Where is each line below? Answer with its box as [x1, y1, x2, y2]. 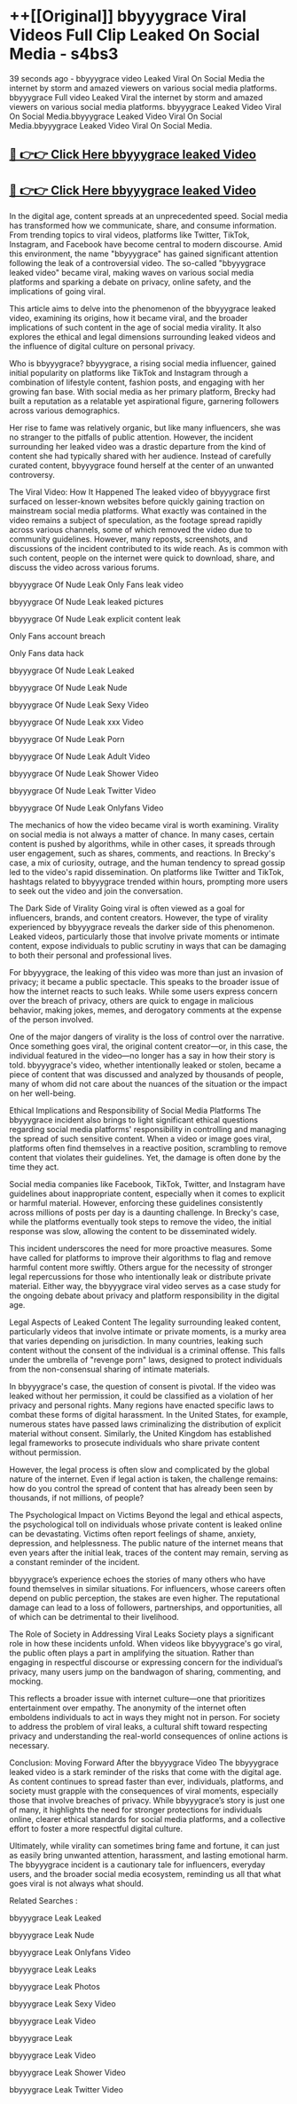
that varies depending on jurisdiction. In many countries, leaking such [9, 1336, 263, 1347]
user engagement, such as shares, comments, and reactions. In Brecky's [9, 849, 276, 859]
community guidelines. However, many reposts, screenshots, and [9, 534, 248, 544]
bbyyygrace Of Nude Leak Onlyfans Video [9, 802, 164, 813]
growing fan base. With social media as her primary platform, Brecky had [9, 387, 277, 397]
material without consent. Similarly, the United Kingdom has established [9, 1428, 272, 1439]
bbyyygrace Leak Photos [9, 1982, 100, 1992]
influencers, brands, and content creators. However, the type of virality [9, 912, 269, 923]
